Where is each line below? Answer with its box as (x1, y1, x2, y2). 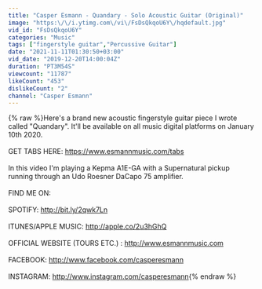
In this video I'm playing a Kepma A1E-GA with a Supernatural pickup (8, 163, 230, 173)
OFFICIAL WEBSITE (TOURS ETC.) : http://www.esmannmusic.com (8, 239, 224, 248)
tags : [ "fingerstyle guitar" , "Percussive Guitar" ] (8, 41, 177, 49)
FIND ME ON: (8, 188, 51, 198)
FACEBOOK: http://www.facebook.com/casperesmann (8, 255, 184, 265)
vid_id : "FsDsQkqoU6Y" (8, 26, 82, 34)
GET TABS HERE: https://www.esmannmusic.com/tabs (8, 147, 184, 156)
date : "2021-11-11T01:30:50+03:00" (8, 48, 125, 56)
